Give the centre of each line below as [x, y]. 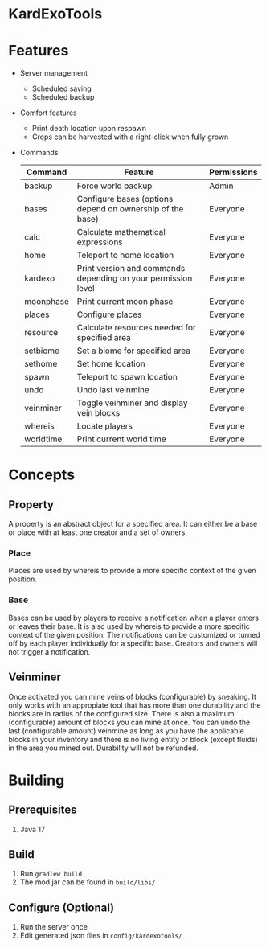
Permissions [233, 172]
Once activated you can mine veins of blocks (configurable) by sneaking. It [133, 696]
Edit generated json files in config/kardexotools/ [101, 936]
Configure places [109, 314]
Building [37, 780]
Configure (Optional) [61, 907]
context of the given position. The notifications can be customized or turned [134, 634]
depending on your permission [135, 278]
